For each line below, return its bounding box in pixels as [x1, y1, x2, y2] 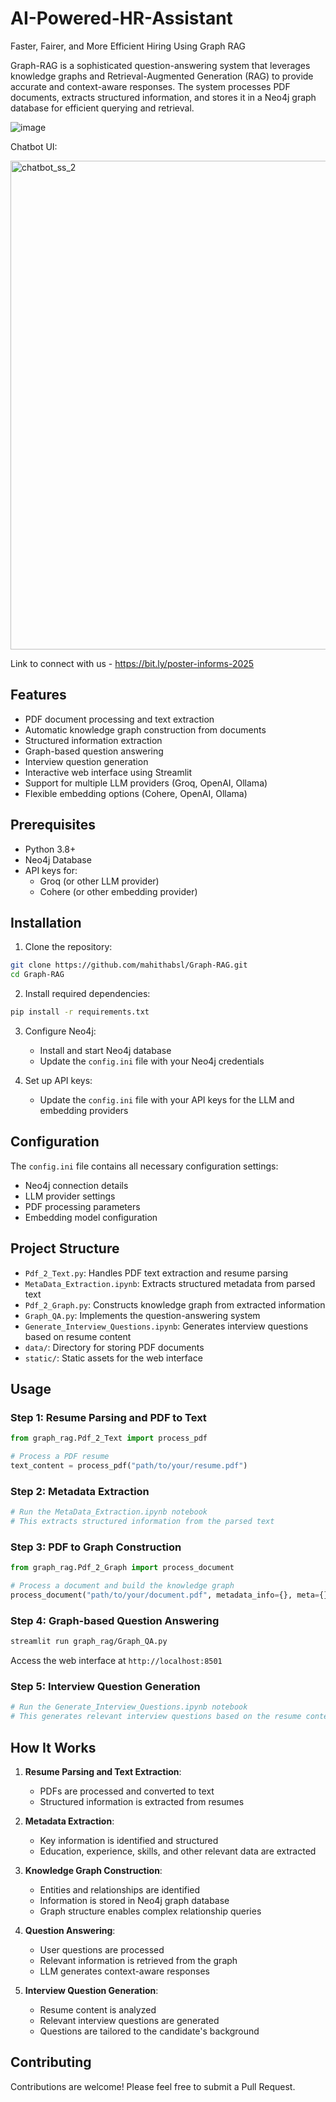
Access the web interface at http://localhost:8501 [10, 1655, 223, 1667]
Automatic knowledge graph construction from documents [24, 723, 267, 736]
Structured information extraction [24, 734, 163, 746]
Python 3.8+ [24, 843, 77, 855]
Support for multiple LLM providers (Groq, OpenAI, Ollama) [24, 777, 268, 789]
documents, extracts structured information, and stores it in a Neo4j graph [10, 91, 317, 103]
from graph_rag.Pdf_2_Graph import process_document [10, 1563, 235, 1573]
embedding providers [39, 1105, 129, 1116]
